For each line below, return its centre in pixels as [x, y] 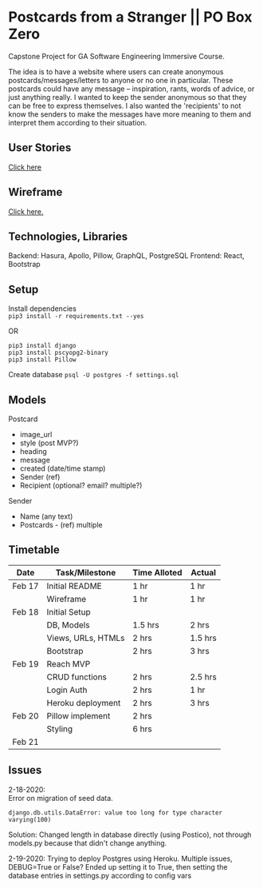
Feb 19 [26, 663]
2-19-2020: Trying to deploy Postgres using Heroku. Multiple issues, [120, 858]
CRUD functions [77, 677]
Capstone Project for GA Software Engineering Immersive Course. [116, 56]
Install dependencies [43, 309]
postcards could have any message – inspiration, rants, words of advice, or [131, 89]
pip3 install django [43, 346]
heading [33, 451]
